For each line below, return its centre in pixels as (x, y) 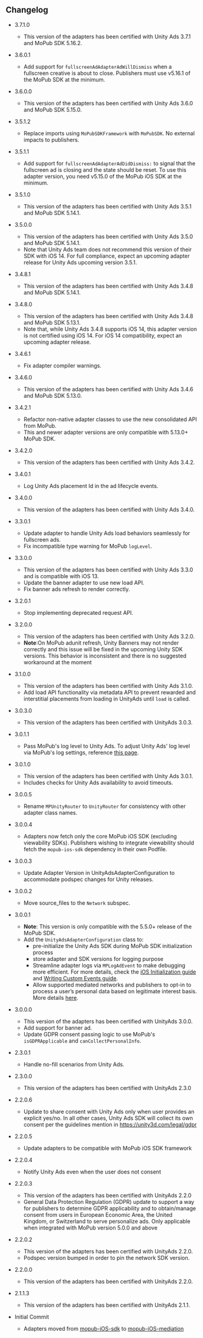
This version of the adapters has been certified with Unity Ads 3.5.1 (108, 206)
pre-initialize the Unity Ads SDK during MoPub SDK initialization (112, 946)
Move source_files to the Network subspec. (77, 903)
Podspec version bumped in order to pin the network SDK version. (106, 1258)
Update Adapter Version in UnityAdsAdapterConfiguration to (99, 873)
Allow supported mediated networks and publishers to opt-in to (112, 985)
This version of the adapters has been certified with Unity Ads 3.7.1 (107, 37)
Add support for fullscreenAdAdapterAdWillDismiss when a (98, 66)
